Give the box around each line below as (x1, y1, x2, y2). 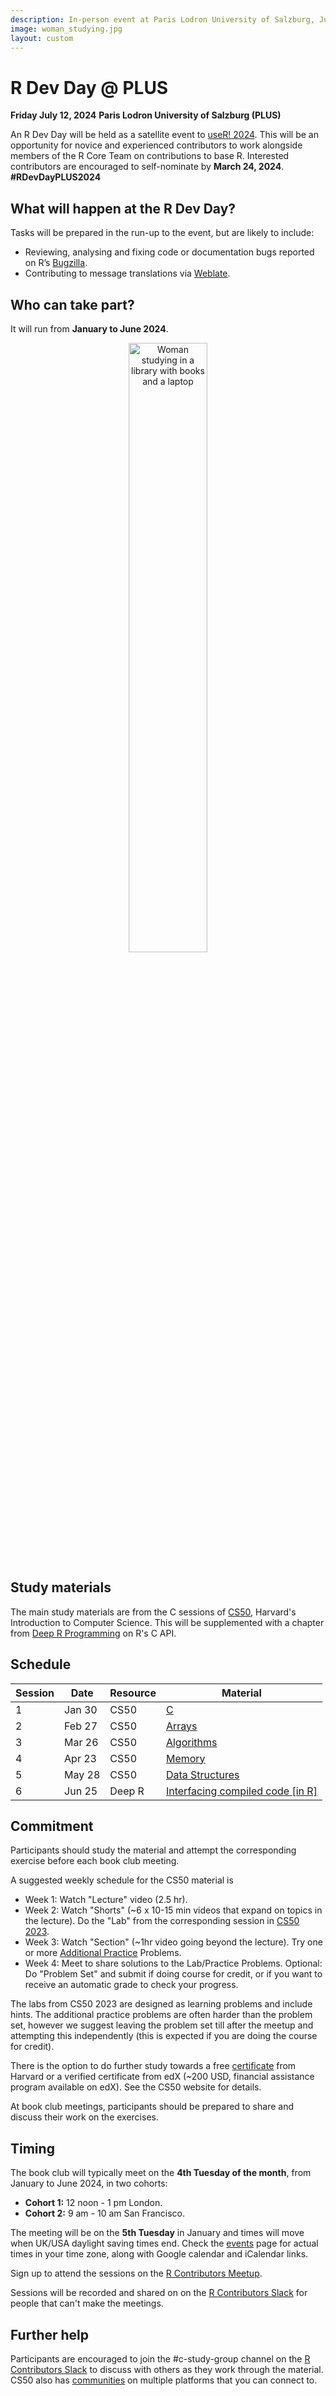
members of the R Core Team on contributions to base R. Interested (10, 150, 290, 162)
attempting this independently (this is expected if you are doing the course (10, 2030, 318, 2042)
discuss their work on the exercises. (10, 2111, 159, 2123)
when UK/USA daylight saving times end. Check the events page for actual (10, 2237, 319, 2250)
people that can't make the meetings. (10, 2297, 164, 2310)
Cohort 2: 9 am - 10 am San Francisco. (24, 2207, 185, 2220)
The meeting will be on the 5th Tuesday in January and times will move (10, 2227, 305, 2239)
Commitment (10, 1817, 94, 1835)
